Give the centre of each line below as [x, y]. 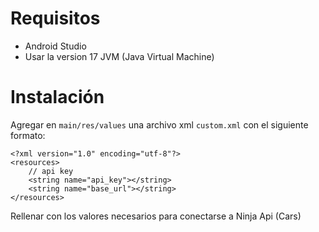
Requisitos [55, 18]
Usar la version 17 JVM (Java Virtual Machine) [119, 56]
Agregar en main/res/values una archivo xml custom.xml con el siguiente [159, 124]
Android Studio [55, 46]
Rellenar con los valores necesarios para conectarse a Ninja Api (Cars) [156, 216]
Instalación [57, 97]
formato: [28, 135]
